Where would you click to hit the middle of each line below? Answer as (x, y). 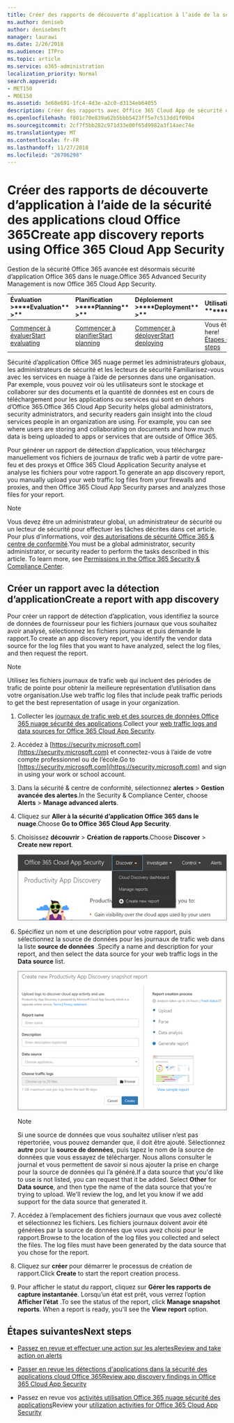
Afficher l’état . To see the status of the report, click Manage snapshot (119, 1302)
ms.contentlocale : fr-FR (43, 140)
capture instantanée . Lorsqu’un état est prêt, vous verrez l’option (111, 1294)
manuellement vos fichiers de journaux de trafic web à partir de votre (107, 457)
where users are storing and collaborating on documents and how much (111, 429)
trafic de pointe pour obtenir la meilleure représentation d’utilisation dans (111, 688)
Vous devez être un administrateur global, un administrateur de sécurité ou (115, 522)
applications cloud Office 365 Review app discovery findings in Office (117, 1377)
